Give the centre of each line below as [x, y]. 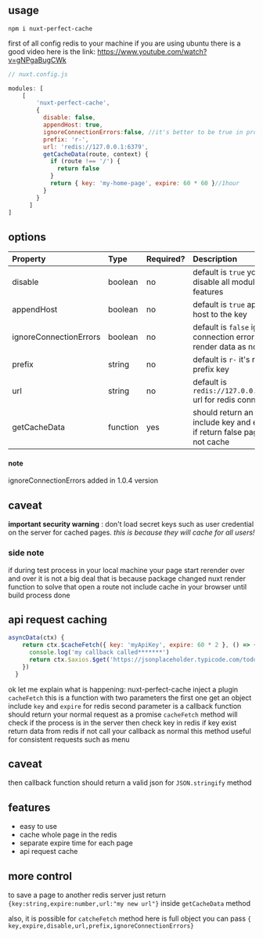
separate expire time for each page [76, 843]
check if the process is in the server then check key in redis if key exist [122, 722]
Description [215, 259]
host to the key [220, 315]
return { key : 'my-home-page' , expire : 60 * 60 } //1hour [145, 184]
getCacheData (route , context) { [95, 154]
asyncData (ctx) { [36, 638]
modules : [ [26, 88]
